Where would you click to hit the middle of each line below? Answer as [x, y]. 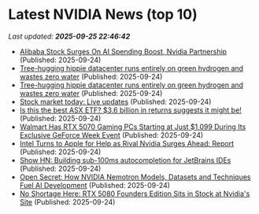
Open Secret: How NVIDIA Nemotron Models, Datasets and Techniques [135, 177]
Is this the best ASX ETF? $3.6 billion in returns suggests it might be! [130, 110]
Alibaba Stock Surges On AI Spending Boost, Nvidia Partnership [123, 51]
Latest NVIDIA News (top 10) [103, 15]
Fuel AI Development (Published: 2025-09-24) [95, 185]
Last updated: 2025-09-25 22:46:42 [69, 36]
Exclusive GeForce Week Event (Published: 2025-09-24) [111, 135]
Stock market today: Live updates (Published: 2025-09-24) [115, 101]
